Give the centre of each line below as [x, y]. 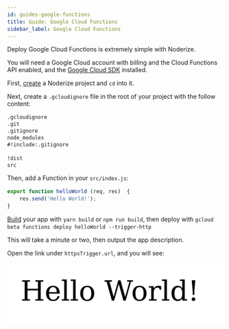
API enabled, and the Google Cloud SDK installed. [77, 70]
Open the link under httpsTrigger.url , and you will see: [86, 253]
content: [19, 104]
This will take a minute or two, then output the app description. [95, 240]
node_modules [26, 138]
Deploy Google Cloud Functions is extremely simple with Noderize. [101, 49]
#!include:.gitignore [38, 145]
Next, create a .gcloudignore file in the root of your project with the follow [111, 97]
